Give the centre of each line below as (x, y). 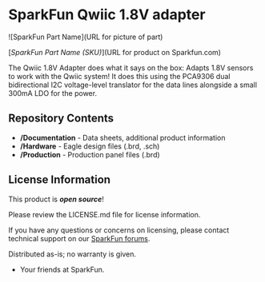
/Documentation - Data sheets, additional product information (122, 137)
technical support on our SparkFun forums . (79, 238)
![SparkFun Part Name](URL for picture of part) (86, 37)
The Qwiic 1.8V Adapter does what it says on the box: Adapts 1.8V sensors (131, 68)
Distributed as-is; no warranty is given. (72, 254)
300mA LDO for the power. (53, 93)
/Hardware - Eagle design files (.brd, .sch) (90, 146)
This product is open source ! (56, 199)
